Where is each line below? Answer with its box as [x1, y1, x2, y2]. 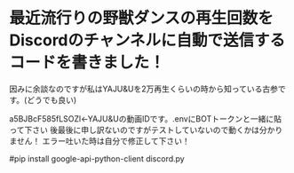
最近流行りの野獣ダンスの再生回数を [9, 8, 274, 28]
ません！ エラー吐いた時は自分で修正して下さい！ [9, 135, 191, 146]
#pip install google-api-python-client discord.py [9, 153, 185, 164]
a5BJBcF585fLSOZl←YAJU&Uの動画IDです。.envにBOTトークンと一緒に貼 [9, 113, 282, 124]
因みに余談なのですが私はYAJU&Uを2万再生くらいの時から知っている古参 [9, 83, 278, 94]
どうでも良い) [26, 94, 77, 105]
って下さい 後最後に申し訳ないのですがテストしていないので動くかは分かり [9, 124, 283, 135]
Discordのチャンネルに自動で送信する [9, 30, 286, 51]
